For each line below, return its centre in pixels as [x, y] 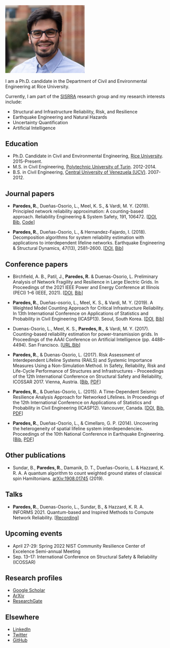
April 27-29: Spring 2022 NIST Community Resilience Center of [79, 546]
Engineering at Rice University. [37, 87]
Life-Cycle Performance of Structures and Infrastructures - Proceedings [88, 371]
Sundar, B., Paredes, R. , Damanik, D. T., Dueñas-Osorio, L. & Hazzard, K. [89, 467]
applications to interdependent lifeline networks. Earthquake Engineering [89, 243]
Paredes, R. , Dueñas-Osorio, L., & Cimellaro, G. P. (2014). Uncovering [85, 423]
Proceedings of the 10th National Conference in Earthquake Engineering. [89, 434]
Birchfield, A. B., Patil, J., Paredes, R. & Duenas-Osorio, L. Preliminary [85, 276]
